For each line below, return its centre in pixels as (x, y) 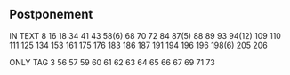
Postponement (51, 15)
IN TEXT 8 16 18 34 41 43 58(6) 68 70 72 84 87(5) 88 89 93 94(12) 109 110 (145, 35)
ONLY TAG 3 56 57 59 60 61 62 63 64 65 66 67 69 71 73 (112, 62)
